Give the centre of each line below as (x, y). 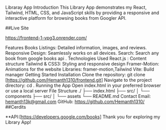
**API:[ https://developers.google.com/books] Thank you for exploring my (83, 117)
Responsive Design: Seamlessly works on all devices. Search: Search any (82, 53)
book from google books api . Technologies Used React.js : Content (76, 58)
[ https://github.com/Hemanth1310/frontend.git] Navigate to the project (79, 80)
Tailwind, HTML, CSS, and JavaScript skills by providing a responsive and (82, 13)
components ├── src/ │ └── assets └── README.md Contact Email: (78, 96)
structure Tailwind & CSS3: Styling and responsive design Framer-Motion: (82, 64)
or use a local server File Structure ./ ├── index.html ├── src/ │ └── (77, 91)
